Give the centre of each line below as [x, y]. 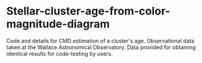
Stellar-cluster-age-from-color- [88, 11]
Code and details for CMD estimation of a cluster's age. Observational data [100, 41]
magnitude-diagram [58, 24]
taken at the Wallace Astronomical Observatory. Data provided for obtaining [101, 47]
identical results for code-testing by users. [60, 53]
